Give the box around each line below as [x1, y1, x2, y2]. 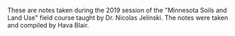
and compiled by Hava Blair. [7, 21, 89, 29]
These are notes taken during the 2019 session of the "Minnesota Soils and [7, 6, 227, 14]
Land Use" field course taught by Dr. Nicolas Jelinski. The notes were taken [7, 13, 229, 22]
